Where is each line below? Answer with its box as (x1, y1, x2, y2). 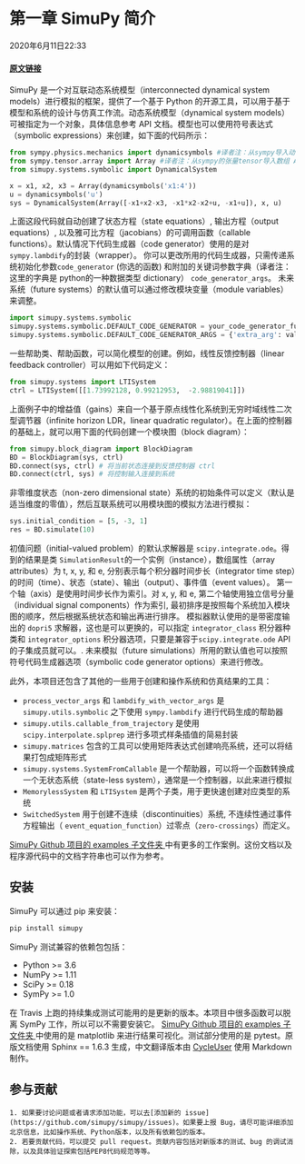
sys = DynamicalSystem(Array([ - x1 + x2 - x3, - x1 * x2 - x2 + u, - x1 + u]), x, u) (9, 198, 282, 207)
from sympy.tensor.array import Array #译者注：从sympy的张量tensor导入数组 (9, 156, 290, 166)
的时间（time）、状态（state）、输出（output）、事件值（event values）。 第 (9, 577, 285, 588)
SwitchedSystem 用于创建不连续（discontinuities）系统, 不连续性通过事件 (22, 809, 292, 820)
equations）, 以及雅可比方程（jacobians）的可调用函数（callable (9, 227, 251, 238)
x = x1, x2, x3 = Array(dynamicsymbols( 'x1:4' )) (9, 181, 197, 191)
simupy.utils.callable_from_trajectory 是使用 (22, 718, 200, 729)
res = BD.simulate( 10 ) (9, 525, 95, 534)
